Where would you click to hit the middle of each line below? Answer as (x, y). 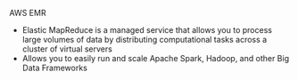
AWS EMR (28, 13)
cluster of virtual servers (67, 49)
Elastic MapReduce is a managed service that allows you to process (147, 30)
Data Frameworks (54, 68)
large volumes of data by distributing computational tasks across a (145, 40)
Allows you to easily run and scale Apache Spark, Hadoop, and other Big (156, 58)
